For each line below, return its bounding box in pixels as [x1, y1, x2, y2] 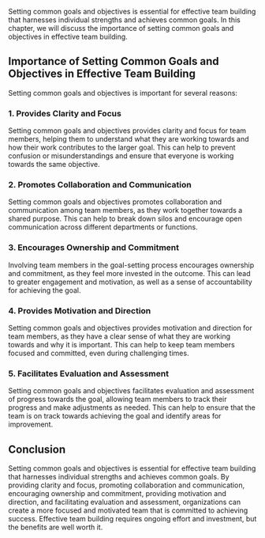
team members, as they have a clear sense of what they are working [8, 332, 231, 341]
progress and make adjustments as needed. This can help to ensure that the [8, 403, 256, 412]
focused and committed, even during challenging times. [8, 348, 189, 358]
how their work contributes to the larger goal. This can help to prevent [8, 142, 236, 153]
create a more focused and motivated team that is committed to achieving [8, 506, 248, 515]
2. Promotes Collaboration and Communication [8, 180, 192, 191]
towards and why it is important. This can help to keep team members [8, 340, 235, 349]
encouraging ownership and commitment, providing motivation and [8, 489, 226, 498]
